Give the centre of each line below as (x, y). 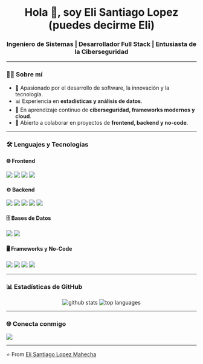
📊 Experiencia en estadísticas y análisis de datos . (79, 101)
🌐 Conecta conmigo (36, 323)
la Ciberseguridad (101, 52)
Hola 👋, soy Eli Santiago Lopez (101, 12)
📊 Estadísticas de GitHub (44, 287)
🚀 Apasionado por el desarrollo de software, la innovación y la (92, 88)
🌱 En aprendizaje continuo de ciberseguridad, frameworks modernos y (105, 110)
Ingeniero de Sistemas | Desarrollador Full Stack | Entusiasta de (101, 44)
